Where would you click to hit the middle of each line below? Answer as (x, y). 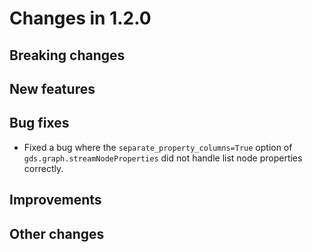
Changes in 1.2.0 (80, 18)
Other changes (57, 233)
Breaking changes (67, 55)
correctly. (43, 168)
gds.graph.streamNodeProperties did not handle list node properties (163, 158)
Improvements (55, 200)
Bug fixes (39, 123)
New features (52, 88)
